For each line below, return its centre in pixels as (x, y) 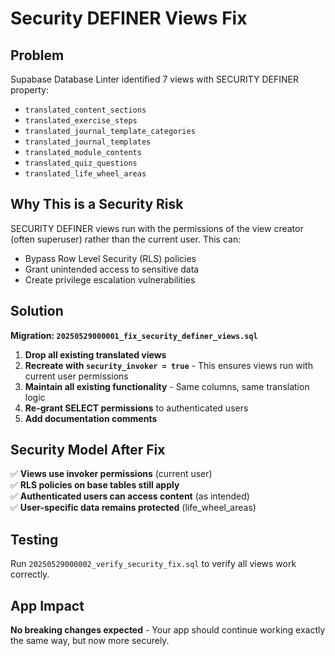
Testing (34, 539)
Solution (37, 311)
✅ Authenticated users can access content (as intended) (130, 496)
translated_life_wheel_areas (85, 174)
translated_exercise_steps (81, 121)
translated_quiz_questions (81, 163)
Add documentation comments (91, 418)
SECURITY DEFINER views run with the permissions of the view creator (157, 228)
